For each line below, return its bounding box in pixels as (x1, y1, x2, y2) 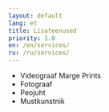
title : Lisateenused (8, 26, 78, 34)
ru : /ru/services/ (8, 49, 70, 57)
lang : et (8, 19, 38, 27)
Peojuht (19, 88, 46, 97)
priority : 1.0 (8, 34, 56, 42)
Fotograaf (19, 79, 53, 89)
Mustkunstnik (19, 97, 66, 106)
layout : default (8, 11, 63, 20)
